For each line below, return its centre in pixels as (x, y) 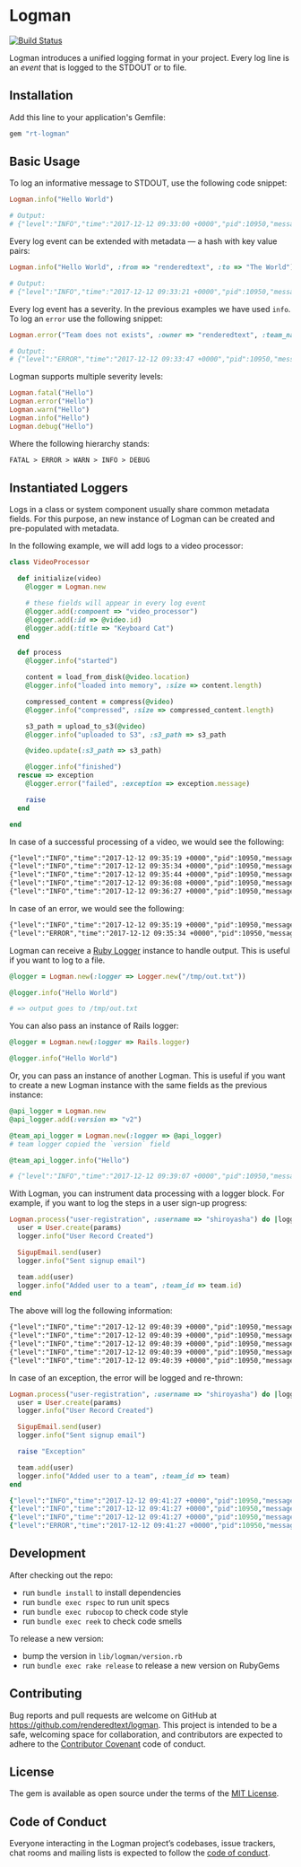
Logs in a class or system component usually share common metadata (140, 510)
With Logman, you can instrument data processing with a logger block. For (147, 1193)
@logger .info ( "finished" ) (74, 767)
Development (48, 1553)
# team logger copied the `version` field (90, 1144)
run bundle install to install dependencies (102, 1592)
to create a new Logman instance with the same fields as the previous (138, 1085)
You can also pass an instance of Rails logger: (94, 1026)
